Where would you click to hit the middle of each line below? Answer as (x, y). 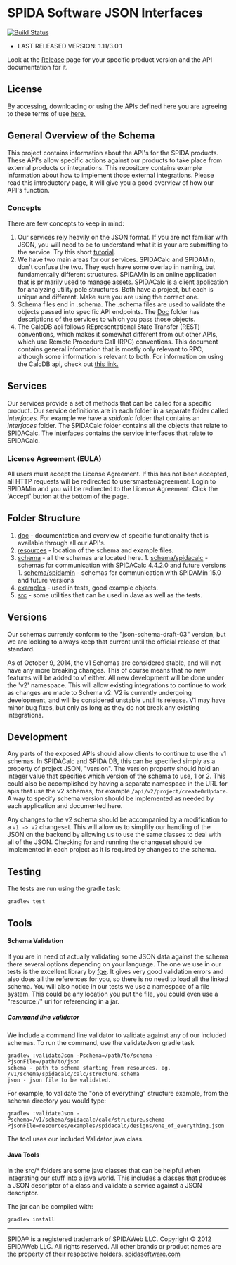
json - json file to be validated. (59, 1080)
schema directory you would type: (57, 1101)
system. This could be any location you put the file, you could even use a (113, 994)
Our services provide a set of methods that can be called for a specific (110, 403)
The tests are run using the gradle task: (64, 889)
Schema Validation (35, 941)
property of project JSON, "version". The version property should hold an (113, 769)
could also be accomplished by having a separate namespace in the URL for (118, 784)
